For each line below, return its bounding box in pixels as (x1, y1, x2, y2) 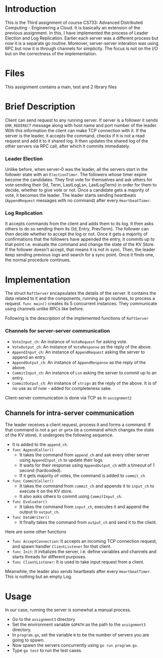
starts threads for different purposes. (12, 554, 87, 560)
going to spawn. (12, 637, 45, 643)
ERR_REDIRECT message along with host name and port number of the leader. (5, 122, 158, 128)
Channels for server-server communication (5, 328, 110, 334)
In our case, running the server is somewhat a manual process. (5, 607, 131, 613)
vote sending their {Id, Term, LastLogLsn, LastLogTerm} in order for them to (5, 182, 157, 188)
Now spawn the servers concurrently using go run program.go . (12, 642, 139, 648)
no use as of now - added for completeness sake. (12, 385, 112, 391)
